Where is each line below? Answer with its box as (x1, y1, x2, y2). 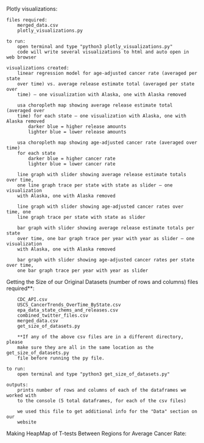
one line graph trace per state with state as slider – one (17, 182, 173, 188)
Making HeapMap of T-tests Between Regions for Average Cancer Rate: (6, 430, 187, 437)
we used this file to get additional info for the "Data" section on (17, 408, 198, 414)
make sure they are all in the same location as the (17, 344, 154, 350)
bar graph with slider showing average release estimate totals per (17, 225, 195, 231)
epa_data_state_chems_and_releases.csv (17, 307, 119, 313)
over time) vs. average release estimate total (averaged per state (17, 81, 195, 87)
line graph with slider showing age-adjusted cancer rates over (17, 204, 184, 210)
